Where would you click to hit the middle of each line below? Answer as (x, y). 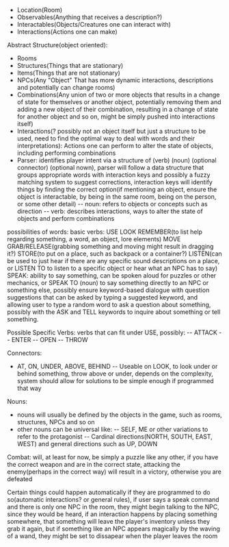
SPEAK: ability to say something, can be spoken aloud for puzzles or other (112, 276)
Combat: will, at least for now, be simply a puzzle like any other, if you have (113, 457)
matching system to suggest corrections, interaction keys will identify (115, 182)
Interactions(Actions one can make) (67, 32)
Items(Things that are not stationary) (69, 73)
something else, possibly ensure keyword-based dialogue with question (108, 290)
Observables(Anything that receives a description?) (90, 17)
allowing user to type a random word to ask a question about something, (109, 305)
